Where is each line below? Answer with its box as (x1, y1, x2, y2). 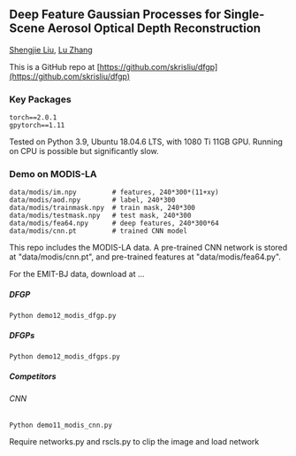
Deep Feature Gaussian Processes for (9, 7, 222, 22)
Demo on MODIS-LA (9, 168, 97, 181)
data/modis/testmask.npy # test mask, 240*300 (9, 212, 192, 220)
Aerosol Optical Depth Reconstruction (47, 21, 262, 36)
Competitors (9, 371, 57, 382)
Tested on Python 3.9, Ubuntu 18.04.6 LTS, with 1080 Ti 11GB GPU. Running (9, 136, 283, 147)
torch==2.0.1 (9, 113, 57, 122)
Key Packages (9, 93, 72, 105)
